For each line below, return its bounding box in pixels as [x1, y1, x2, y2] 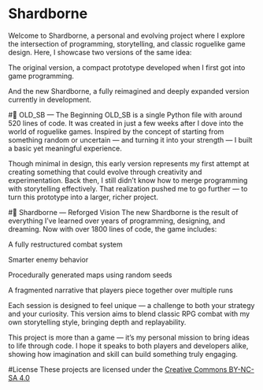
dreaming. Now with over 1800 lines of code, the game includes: [8, 224, 217, 233]
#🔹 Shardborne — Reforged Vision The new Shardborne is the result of [8, 207, 239, 217]
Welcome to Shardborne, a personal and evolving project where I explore [8, 31, 246, 40]
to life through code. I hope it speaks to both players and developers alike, [8, 340, 249, 351]
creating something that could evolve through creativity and [8, 167, 202, 176]
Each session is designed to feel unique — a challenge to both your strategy [8, 300, 255, 310]
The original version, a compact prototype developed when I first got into [8, 62, 246, 72]
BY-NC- [228, 364, 254, 374]
